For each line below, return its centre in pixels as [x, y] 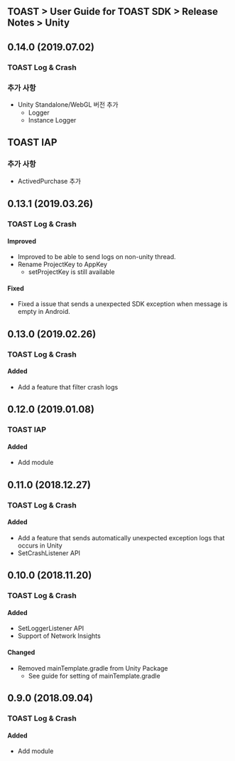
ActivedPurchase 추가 [49, 181]
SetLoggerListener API [50, 629]
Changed [21, 652]
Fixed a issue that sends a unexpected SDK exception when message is [122, 304]
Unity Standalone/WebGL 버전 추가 [68, 105]
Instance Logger [52, 120]
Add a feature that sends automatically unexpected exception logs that [121, 537]
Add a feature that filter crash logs [68, 387]
